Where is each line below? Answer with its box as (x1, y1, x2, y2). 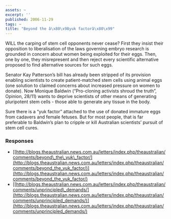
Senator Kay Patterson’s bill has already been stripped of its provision (5, 72, 151, 78)
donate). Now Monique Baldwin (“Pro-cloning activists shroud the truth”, (5, 88, 157, 94)
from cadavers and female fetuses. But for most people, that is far (5, 114, 144, 120)
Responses (5, 138, 34, 145)
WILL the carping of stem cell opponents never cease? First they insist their (5, 40, 164, 46)
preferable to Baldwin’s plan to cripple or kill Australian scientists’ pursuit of (5, 119, 163, 126)
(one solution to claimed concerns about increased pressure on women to (5, 82, 160, 89)
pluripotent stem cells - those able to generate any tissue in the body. (5, 99, 151, 105)
